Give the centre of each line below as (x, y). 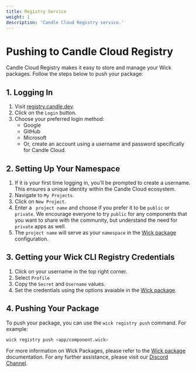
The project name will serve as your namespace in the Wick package (95, 232)
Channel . (17, 363)
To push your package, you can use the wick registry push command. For (96, 323)
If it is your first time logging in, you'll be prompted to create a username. (102, 182)
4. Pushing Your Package (53, 309)
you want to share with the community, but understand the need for (96, 220)
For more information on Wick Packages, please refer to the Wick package (96, 351)
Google (32, 125)
